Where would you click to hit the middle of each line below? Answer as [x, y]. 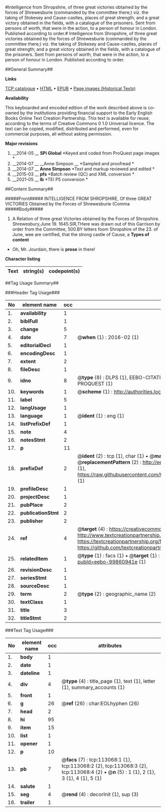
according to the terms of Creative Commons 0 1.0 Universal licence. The [80, 123]
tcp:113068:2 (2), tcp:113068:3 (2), [104, 766]
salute [28, 786]
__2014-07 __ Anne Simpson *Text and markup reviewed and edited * [83, 169]
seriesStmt [34, 578]
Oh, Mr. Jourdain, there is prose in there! [54, 249]
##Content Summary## [29, 189]
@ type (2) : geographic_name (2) [117, 594]
